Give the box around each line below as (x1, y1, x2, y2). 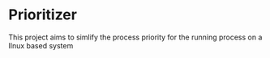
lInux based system (8, 40, 74, 50)
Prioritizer (8, 6, 77, 24)
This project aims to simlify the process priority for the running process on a (8, 32, 263, 42)
